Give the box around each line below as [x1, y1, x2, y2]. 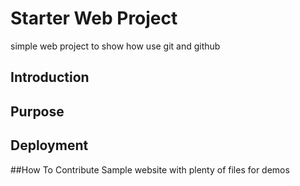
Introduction [10, 69, 90, 86]
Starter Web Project [10, 7, 178, 30]
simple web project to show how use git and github [10, 40, 221, 52]
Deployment [10, 137, 89, 154]
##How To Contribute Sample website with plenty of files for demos [10, 163, 290, 176]
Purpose [10, 103, 65, 120]
